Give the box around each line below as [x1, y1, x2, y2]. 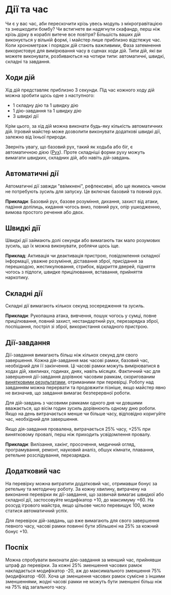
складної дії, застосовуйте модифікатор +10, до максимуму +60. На [5, 496, 154, 503]
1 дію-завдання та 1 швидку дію [12, 107, 82, 113]
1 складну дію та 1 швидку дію [12, 102, 79, 108]
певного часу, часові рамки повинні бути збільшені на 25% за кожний [5, 522, 159, 529]
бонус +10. [5, 528, 29, 534]
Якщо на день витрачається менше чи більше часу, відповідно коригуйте [5, 411, 166, 417]
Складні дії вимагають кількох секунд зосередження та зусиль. [5, 303, 145, 309]
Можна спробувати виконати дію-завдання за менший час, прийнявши [5, 557, 161, 563]
